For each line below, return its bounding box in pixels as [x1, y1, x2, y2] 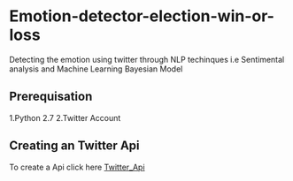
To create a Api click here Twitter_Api [9, 162, 145, 172]
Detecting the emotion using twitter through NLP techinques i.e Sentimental [9, 54, 285, 64]
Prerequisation [9, 89, 93, 104]
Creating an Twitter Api [9, 139, 140, 154]
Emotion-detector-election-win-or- [9, 6, 274, 26]
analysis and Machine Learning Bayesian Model [9, 64, 183, 74]
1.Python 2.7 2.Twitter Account [9, 112, 121, 123]
